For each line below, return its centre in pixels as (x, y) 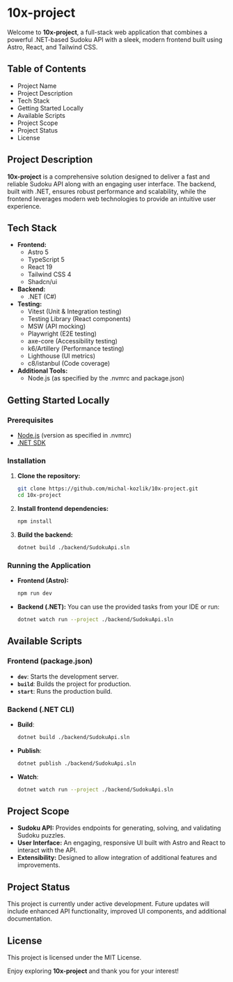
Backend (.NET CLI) (41, 709)
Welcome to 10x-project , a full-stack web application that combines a (107, 32)
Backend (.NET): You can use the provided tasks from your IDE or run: (118, 607)
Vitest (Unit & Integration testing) (74, 311)
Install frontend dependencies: (63, 509)
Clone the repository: (49, 476)
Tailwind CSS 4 (49, 274)
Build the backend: (45, 535)
